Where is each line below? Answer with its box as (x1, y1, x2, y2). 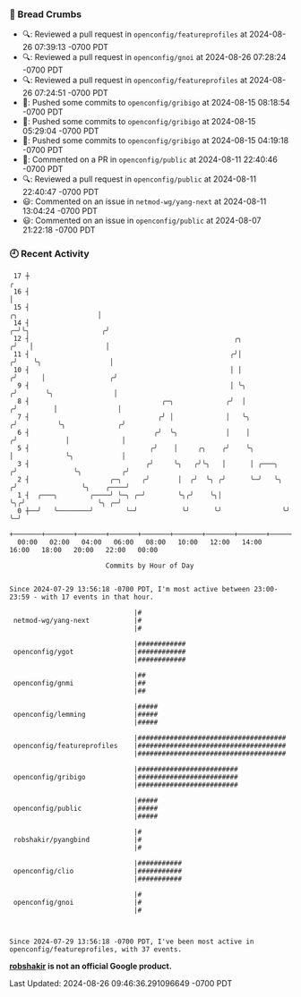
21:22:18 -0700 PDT (21, 225, 96, 235)
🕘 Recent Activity (9, 248, 90, 260)
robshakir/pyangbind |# (13, 835, 142, 844)
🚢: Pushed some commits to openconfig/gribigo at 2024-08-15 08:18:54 (21, 98, 291, 108)
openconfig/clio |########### (13, 866, 182, 875)
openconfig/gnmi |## (13, 678, 146, 687)
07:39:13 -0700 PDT (34, 42, 109, 53)
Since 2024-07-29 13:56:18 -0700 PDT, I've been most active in (9, 937, 254, 946)
